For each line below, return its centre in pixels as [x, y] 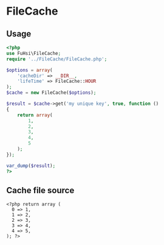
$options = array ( [29, 70]
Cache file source [40, 190]
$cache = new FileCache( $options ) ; [51, 93]
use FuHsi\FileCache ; [34, 53]
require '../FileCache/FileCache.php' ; [57, 59]
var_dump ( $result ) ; [31, 166]
